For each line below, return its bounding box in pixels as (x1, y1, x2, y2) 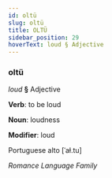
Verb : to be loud (8, 100, 62, 109)
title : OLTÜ (8, 26, 47, 34)
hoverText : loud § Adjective (8, 41, 104, 49)
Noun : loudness (8, 115, 61, 124)
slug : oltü (8, 19, 44, 27)
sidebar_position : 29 (8, 33, 80, 42)
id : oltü (8, 11, 37, 20)
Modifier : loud (8, 131, 55, 140)
